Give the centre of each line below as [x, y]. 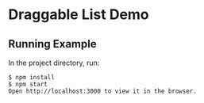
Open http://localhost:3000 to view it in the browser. [102, 91]
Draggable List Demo [79, 15]
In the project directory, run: [54, 63]
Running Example [52, 44]
